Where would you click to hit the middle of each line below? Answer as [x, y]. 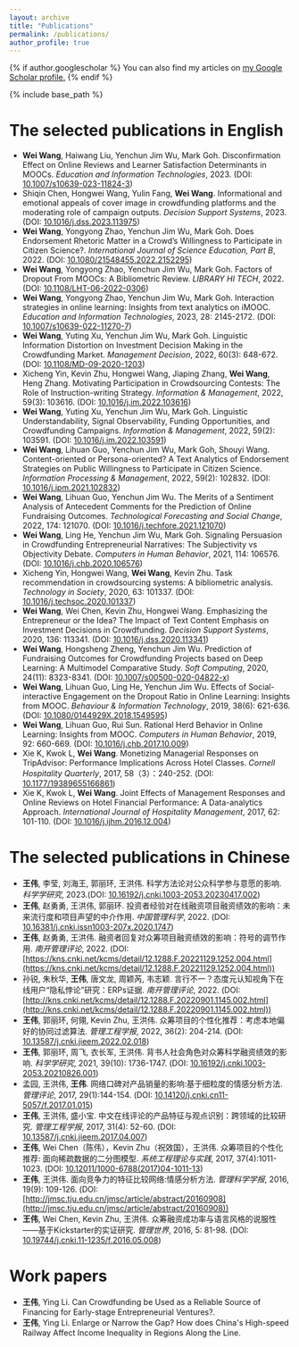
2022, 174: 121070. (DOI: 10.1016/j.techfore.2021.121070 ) [124, 526]
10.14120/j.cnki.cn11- [192, 1095]
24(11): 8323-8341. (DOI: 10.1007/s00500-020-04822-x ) [126, 678]
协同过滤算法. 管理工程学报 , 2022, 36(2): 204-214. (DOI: [141, 1032]
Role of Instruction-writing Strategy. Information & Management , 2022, [153, 393]
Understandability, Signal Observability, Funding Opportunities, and [146, 422]
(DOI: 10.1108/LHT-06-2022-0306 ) [85, 289]
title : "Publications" [51, 26]
